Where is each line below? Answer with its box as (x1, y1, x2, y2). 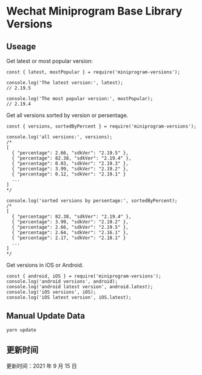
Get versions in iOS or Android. (6, 262, 84, 268)
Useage (6, 41, 36, 52)
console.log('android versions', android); (6, 279, 118, 285)
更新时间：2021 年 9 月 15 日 (6, 362, 77, 370)
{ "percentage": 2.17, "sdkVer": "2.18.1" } (12, 235, 126, 241)
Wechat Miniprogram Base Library (6, 4, 183, 18)
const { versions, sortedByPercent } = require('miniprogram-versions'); (6, 123, 197, 129)
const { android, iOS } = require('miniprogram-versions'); (6, 273, 162, 279)
